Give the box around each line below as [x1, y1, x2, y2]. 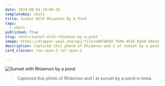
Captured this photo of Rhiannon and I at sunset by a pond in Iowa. [17, 75, 153, 81]
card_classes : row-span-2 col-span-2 [5, 48, 82, 53]
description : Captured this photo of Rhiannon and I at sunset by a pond [5, 43, 160, 48]
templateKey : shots [5, 12, 45, 17]
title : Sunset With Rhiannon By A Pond [5, 16, 87, 21]
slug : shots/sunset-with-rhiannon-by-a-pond [5, 35, 98, 40]
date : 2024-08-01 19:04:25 [5, 7, 60, 12]
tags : [5, 21, 16, 26]
